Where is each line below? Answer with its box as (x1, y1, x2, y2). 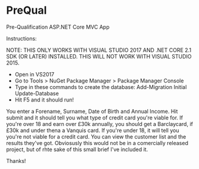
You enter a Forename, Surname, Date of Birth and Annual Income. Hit (6, 107, 178, 115)
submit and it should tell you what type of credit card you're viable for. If (6, 114, 184, 121)
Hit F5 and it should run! (14, 96, 74, 103)
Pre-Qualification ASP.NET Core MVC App (6, 23, 110, 30)
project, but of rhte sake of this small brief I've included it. (6, 146, 148, 153)
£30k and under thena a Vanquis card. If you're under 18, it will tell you (6, 127, 179, 134)
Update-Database (14, 90, 59, 97)
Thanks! (6, 157, 26, 164)
